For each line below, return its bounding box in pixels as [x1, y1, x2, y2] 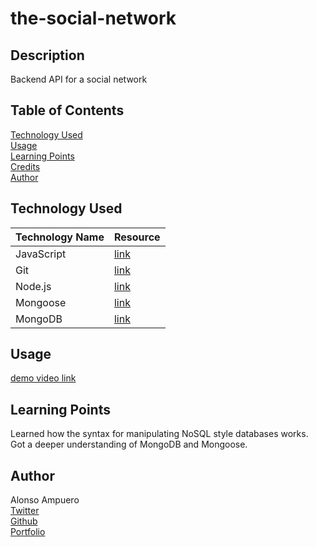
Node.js [15, 279, 52, 293]
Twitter [10, 505, 40, 517]
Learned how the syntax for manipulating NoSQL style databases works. [10, 428, 309, 440]
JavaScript [15, 247, 67, 261]
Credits [10, 160, 41, 172]
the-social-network [10, 7, 177, 30]
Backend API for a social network [10, 73, 148, 85]
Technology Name [15, 230, 105, 244]
